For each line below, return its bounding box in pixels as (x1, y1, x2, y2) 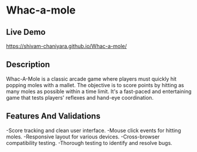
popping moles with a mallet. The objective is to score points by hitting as (6, 81, 184, 88)
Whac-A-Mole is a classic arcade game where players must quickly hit (6, 75, 177, 82)
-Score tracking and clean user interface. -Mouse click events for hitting (6, 127, 181, 134)
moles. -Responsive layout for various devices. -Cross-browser (6, 133, 160, 140)
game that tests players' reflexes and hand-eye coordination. (6, 94, 154, 101)
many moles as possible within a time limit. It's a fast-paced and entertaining (6, 88, 192, 95)
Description (6, 60, 50, 70)
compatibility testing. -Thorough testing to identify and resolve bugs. (6, 139, 172, 146)
